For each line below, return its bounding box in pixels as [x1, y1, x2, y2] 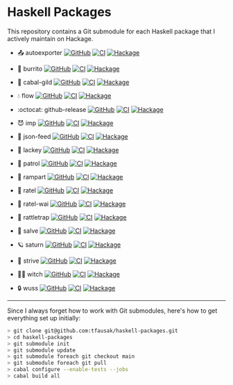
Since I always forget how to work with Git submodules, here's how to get [7, 306, 218, 315]
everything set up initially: [7, 313, 81, 322]
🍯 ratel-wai [17, 199, 49, 208]
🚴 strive [17, 256, 40, 265]
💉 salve [17, 227, 39, 235]
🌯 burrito [17, 64, 43, 73]
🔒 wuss [17, 284, 39, 292]
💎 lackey [17, 145, 42, 154]
